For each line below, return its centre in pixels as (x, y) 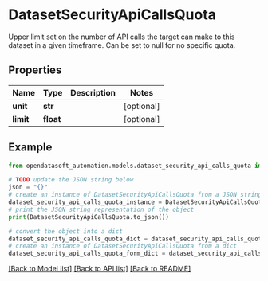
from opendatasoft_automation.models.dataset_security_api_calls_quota (130, 166)
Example (30, 148)
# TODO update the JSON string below (71, 180)
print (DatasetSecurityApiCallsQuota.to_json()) (89, 217)
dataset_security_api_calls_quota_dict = (78, 239)
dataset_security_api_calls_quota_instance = (85, 202)
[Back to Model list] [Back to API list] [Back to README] (100, 269)
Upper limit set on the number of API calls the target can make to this (122, 37)
